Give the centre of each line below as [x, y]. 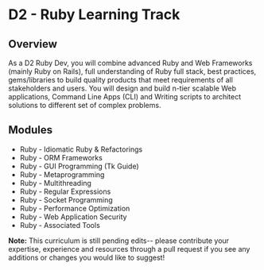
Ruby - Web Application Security [73, 217]
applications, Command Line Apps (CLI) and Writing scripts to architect [125, 96]
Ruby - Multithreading [55, 183]
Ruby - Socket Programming [66, 199]
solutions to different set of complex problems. [85, 105]
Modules [31, 130]
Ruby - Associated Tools [60, 225]
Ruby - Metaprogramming [62, 174]
